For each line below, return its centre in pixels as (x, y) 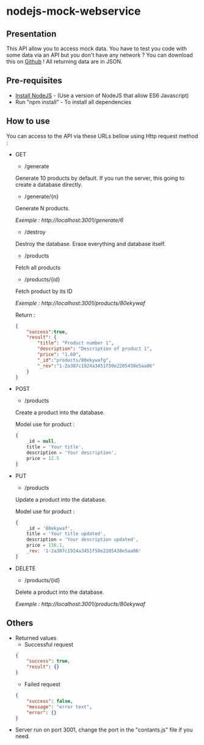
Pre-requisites (34, 81)
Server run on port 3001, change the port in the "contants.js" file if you (104, 730)
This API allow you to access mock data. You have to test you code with (97, 48)
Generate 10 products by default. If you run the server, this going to (100, 178)
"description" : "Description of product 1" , (95, 349)
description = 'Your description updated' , (82, 539)
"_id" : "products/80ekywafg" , (75, 360)
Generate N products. (42, 208)
